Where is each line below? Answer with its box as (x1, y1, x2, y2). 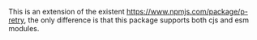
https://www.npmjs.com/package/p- (126, 7, 249, 16)
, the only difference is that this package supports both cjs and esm (24, 15, 250, 25)
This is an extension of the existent (8, 7, 126, 16)
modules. (8, 24, 40, 33)
